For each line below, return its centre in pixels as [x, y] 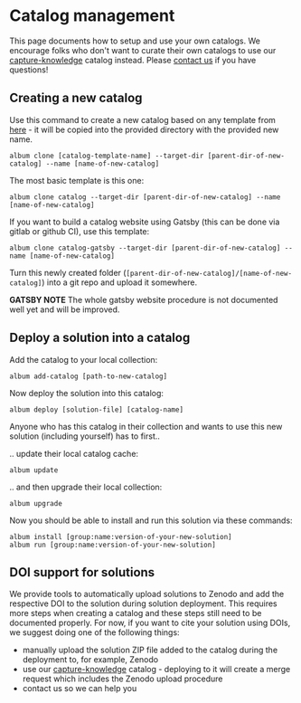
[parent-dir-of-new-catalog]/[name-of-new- [209, 273]
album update [34, 470]
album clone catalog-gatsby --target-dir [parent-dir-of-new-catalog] [145, 248]
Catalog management [92, 16]
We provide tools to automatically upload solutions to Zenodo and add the [147, 594]
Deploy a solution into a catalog [100, 338]
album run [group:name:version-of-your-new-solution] [113, 545]
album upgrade [36, 503]
